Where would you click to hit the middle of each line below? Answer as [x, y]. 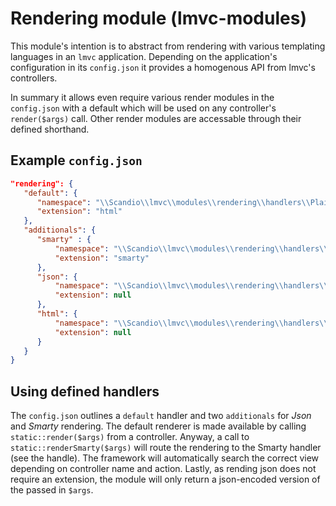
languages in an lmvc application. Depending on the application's [144, 56]
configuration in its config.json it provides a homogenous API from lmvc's [163, 67]
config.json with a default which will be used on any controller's [143, 108]
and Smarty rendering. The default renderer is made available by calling [158, 426]
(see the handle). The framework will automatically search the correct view [165, 458]
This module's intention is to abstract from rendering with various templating [168, 46]
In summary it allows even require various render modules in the [142, 97]
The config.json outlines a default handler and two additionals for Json [161, 416]
